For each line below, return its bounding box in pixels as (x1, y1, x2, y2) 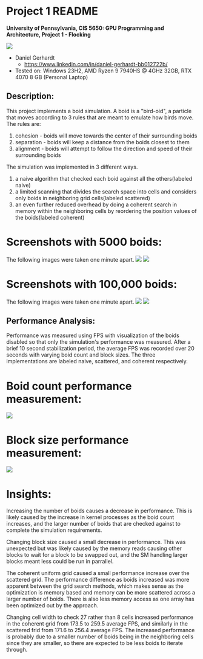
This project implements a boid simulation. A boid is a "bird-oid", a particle (6, 107, 192, 114)
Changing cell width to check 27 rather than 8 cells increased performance (6, 613, 194, 621)
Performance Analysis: (6, 316, 96, 326)
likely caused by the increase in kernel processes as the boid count (6, 514, 175, 521)
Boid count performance (6, 379, 132, 393)
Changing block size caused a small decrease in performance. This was (6, 539, 186, 546)
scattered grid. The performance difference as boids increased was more (6, 576, 190, 584)
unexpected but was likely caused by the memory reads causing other (6, 545, 182, 552)
